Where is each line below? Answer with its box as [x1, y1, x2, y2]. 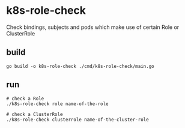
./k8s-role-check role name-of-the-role [6, 100, 109, 107]
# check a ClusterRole [6, 111, 63, 117]
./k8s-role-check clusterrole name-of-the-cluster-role [6, 117, 149, 123]
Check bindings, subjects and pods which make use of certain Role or [6, 23, 180, 31]
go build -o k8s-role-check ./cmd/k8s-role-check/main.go [6, 63, 154, 69]
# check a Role [6, 96, 44, 102]
